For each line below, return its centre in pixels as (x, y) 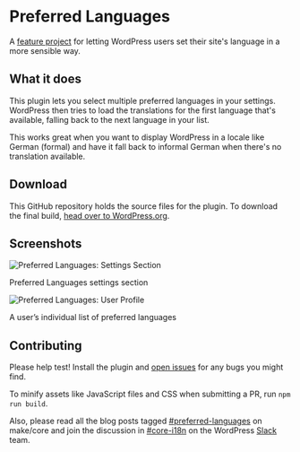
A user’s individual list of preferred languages (93, 317)
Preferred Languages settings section (79, 282)
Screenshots (46, 243)
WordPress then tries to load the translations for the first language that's (142, 110)
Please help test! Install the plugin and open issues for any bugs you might (146, 367)
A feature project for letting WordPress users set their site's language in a (145, 41)
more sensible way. (45, 50)
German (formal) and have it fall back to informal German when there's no (146, 146)
